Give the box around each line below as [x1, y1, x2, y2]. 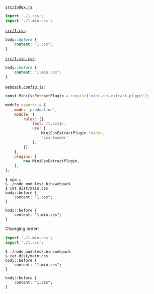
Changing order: [5, 226, 39, 232]
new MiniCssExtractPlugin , [23, 159, 80, 164]
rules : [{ [23, 116, 44, 122]
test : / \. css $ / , [32, 121, 66, 126]
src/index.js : [5, 4, 34, 10]
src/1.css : [5, 27, 27, 33]
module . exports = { [5, 102, 46, 107]
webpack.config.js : [5, 84, 45, 90]
